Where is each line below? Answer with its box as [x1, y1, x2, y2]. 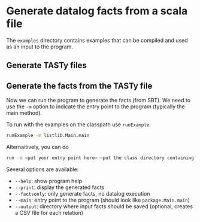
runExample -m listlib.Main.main [6, 133, 90, 139]
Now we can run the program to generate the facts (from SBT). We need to [6, 97, 190, 104]
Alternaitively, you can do [6, 144, 69, 151]
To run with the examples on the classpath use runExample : [6, 121, 151, 128]
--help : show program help [14, 177, 83, 184]
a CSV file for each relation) [14, 209, 84, 216]
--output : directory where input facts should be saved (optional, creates [14, 202, 193, 210]
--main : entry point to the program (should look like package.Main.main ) [14, 196, 190, 203]
